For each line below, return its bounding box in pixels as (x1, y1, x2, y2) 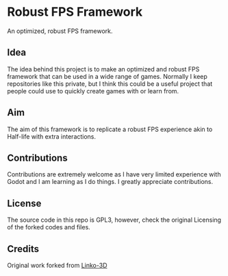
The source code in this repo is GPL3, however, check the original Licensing (7, 216, 221, 224)
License (7, 197, 42, 209)
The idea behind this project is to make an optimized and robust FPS (7, 65, 200, 73)
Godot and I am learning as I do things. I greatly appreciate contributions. (7, 178, 214, 186)
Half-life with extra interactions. (7, 132, 97, 141)
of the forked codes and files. (7, 223, 90, 231)
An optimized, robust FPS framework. (7, 27, 113, 35)
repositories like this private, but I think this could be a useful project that (7, 80, 213, 88)
